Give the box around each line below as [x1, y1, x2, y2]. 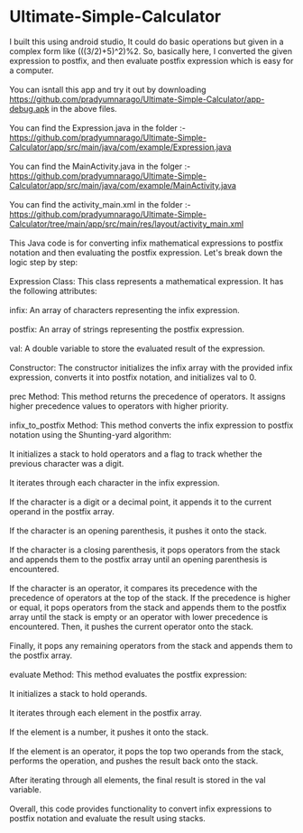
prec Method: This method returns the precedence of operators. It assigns [9, 391, 286, 402]
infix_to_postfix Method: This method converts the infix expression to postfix [9, 420, 294, 430]
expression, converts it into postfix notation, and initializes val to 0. [9, 372, 257, 383]
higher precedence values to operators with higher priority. [9, 400, 229, 412]
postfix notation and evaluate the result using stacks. [9, 812, 206, 823]
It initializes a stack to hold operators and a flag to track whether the [9, 449, 263, 459]
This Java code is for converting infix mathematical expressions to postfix [9, 237, 284, 248]
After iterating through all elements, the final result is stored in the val [9, 774, 266, 785]
